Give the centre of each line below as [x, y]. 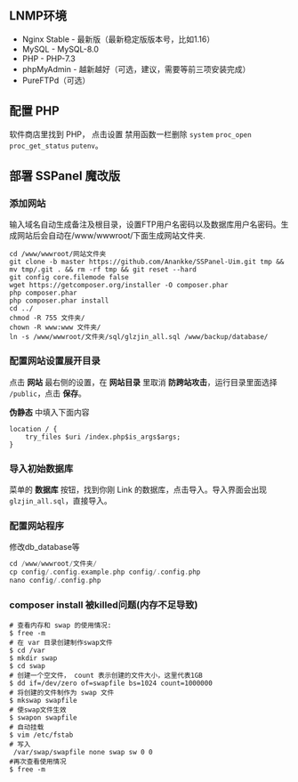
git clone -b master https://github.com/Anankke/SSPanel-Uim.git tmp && [147, 262]
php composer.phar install [59, 301]
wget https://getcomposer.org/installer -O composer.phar [119, 286]
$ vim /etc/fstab [41, 735]
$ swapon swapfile [43, 718]
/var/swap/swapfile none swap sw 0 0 [83, 753]
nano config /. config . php [55, 580]
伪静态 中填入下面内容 [49, 412]
